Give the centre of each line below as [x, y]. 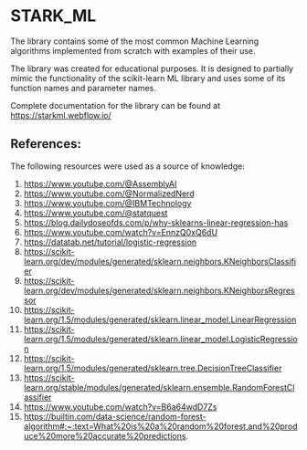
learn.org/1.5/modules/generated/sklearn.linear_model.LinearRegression [160, 319]
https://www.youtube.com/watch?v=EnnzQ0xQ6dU [121, 232]
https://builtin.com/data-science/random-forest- [115, 416]
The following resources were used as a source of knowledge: [127, 166]
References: [46, 144]
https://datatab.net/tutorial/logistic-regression [110, 242]
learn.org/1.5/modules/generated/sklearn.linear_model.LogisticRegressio [160, 339]
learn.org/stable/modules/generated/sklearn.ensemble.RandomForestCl [159, 387]
